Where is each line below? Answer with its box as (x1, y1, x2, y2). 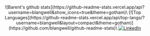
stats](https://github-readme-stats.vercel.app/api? (40, 4, 145, 10)
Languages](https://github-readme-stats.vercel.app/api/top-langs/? (5, 15, 145, 20)
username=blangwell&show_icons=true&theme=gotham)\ (8, 9, 128, 15)
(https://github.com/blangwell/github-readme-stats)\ (8, 25, 117, 31)
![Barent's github (5, 4, 40, 10)
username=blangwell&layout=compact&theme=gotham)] (16, 20, 133, 26)
